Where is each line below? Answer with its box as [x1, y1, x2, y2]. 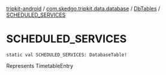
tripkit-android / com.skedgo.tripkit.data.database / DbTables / [6, 5, 161, 12]
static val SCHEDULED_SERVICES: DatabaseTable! [6, 52, 128, 58]
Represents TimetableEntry [6, 62, 74, 69]
